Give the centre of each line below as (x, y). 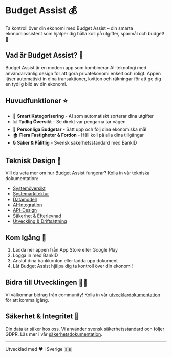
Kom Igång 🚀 (26, 237)
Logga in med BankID (35, 255)
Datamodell (25, 200)
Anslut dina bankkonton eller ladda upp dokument (65, 261)
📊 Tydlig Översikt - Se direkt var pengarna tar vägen (69, 121)
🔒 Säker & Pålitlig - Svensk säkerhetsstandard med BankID (75, 142)
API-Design (25, 210)
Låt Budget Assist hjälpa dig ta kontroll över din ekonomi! (73, 266)
